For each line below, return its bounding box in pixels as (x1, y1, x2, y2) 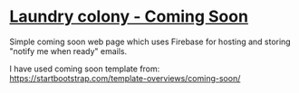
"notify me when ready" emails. (9, 45, 128, 56)
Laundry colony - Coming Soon (9, 6, 249, 27)
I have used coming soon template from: (9, 63, 160, 74)
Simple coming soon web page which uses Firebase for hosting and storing (9, 36, 292, 47)
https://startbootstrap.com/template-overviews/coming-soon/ (9, 72, 241, 83)
